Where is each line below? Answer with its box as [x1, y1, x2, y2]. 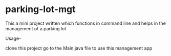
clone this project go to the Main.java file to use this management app [5, 45, 153, 51]
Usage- [5, 35, 22, 41]
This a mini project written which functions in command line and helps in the [5, 20, 166, 26]
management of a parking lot [5, 25, 67, 31]
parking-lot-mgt [5, 4, 76, 15]
